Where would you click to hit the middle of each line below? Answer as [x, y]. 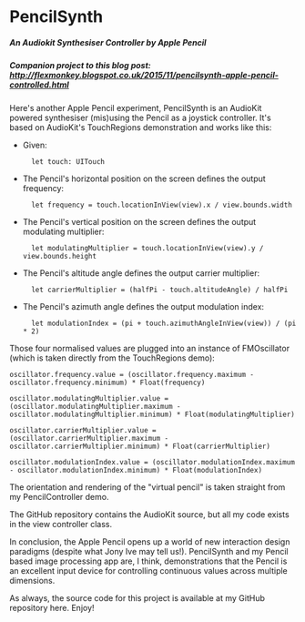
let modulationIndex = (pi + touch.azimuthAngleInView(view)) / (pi [164, 323]
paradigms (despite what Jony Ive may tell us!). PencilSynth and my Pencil [149, 551]
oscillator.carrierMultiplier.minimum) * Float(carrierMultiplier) [140, 446]
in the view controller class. [61, 524]
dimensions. [32, 580]
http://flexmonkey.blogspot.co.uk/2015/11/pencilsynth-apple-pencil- [144, 76]
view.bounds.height [60, 256]
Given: [35, 145]
